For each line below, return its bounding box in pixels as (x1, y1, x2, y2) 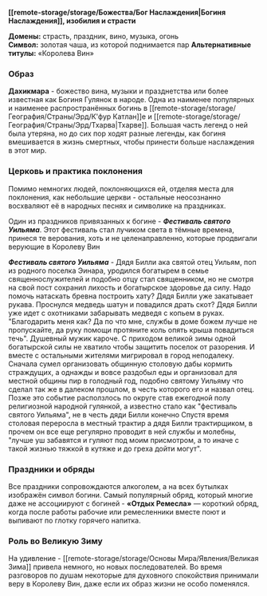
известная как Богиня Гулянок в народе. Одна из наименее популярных (8, 95, 255, 105)
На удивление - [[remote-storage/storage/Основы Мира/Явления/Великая (8, 554, 259, 563)
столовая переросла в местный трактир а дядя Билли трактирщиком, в (8, 418, 253, 428)
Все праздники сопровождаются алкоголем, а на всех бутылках (8, 481, 229, 491)
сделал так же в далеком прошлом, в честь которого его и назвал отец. (8, 384, 255, 394)
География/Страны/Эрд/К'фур (8, 112, 112, 121)
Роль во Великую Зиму (8, 535, 104, 547)
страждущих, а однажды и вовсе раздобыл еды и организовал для (8, 367, 238, 377)
